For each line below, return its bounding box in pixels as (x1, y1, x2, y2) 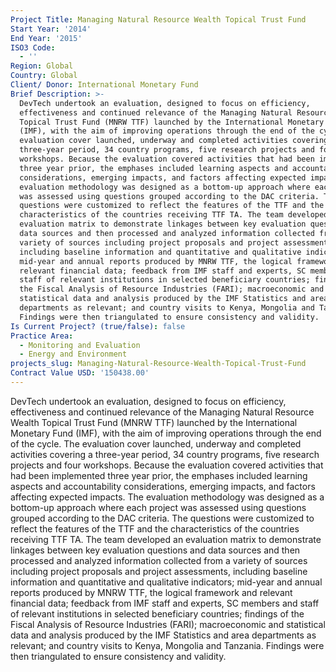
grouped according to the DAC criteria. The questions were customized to (10, 512, 315, 524)
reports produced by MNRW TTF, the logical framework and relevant (10, 586, 293, 598)
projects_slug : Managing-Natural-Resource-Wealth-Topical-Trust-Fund (10, 359, 307, 369)
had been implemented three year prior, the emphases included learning (10, 469, 308, 481)
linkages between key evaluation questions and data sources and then (10, 544, 301, 556)
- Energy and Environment (19, 349, 128, 360)
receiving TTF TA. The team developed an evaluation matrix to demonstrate (10, 533, 322, 545)
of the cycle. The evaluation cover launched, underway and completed (10, 437, 302, 450)
